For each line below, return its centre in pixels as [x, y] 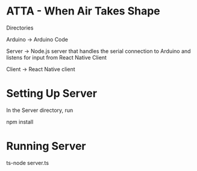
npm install [20, 122]
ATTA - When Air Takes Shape [83, 11]
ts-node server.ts [28, 163]
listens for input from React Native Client [57, 57]
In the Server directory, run [40, 110]
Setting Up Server [52, 94]
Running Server [46, 146]
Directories [20, 28]
